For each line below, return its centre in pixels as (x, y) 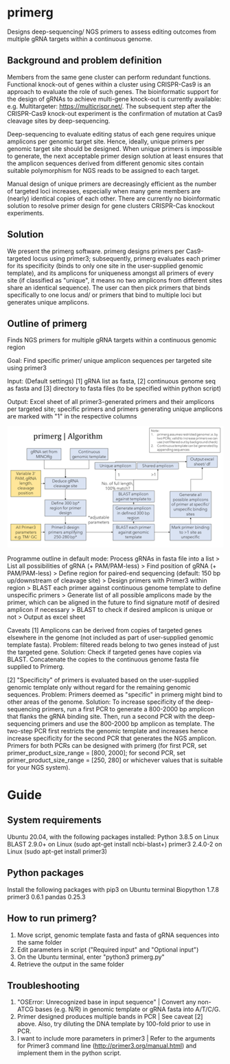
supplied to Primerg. (36, 666)
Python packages (46, 873)
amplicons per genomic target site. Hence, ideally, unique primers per (106, 141)
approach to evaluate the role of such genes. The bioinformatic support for (113, 91)
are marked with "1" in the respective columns (72, 416)
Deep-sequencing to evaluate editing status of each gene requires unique (112, 134)
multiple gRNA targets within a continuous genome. (80, 38)
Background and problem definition (84, 61)
